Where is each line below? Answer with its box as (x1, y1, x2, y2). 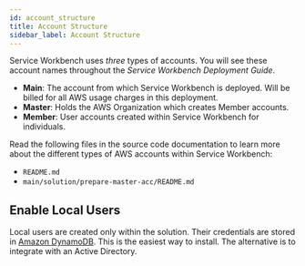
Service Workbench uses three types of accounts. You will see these (9, 56, 268, 66)
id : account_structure (9, 13, 96, 23)
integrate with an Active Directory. (9, 246, 137, 257)
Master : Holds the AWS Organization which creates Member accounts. (22, 102, 290, 113)
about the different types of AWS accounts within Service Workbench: (9, 148, 273, 159)
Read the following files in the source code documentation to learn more (9, 138, 280, 150)
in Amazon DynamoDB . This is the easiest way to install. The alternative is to (9, 236, 296, 247)
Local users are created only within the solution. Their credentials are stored (9, 227, 296, 238)
